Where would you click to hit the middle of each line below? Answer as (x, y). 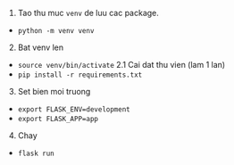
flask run (36, 153)
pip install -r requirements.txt (80, 75)
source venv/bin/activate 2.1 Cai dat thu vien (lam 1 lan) (121, 65)
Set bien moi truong (54, 91)
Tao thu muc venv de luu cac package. (88, 13)
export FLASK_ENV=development (74, 110)
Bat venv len (41, 47)
